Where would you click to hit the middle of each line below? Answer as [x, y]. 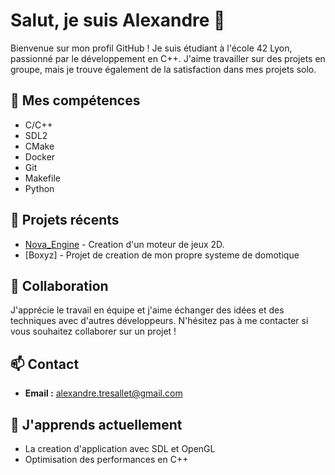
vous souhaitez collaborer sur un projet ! [93, 331]
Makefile [42, 178]
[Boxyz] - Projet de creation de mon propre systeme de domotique [162, 255]
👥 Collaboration [59, 285]
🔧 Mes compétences [75, 100]
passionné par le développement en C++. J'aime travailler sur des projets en [168, 58]
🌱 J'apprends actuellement [96, 424]
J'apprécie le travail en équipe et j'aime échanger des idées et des [147, 310]
